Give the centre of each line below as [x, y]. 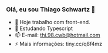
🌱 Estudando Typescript [44, 28]
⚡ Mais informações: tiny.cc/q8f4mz [58, 44]
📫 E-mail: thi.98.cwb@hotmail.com [57, 35]
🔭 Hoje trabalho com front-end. [52, 22]
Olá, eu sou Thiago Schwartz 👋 [51, 9]
